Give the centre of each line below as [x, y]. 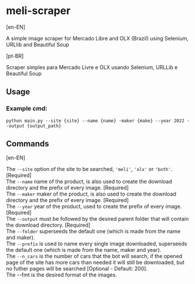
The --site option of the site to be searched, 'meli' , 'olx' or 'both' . [89, 169]
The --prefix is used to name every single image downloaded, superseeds [97, 244]
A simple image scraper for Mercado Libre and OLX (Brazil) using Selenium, [97, 38]
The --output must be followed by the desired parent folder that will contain [97, 219]
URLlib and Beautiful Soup [37, 45]
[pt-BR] [15, 56]
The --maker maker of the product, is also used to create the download [91, 194]
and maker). [20, 238]
